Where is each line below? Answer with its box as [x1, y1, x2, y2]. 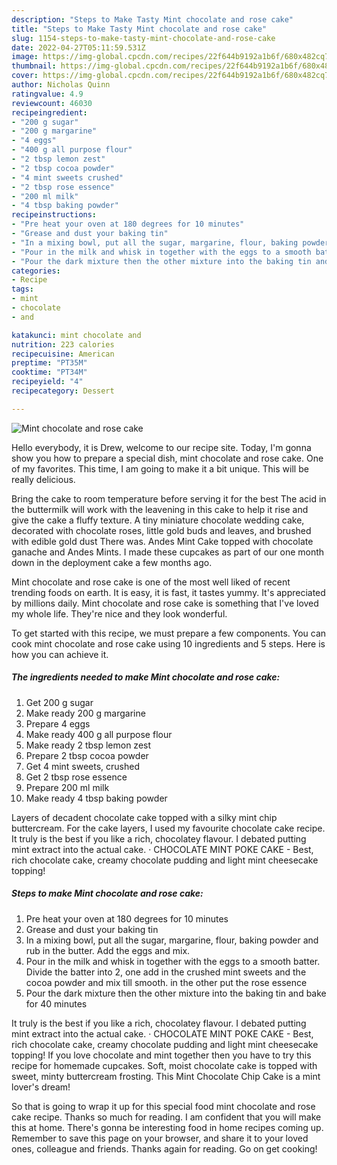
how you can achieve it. [11, 648, 109, 660]
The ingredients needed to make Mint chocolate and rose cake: [11, 671, 281, 683]
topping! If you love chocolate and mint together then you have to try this [11, 1049, 312, 1061]
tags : [11, 284, 34, 295]
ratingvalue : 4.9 [11, 89, 84, 99]
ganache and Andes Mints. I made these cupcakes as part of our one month [11, 546, 325, 558]
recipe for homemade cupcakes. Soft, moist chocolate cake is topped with [11, 1059, 318, 1071]
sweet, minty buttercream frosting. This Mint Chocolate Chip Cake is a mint [11, 1070, 321, 1082]
